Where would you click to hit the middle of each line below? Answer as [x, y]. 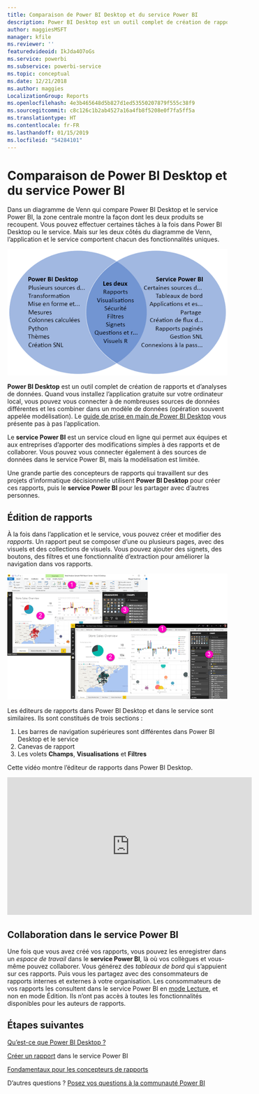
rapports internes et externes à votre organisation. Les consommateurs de [114, 981]
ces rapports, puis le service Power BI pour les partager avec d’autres [108, 488]
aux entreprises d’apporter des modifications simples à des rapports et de [114, 445]
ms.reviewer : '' [31, 44]
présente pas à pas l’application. [54, 424]
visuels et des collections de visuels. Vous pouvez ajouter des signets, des [114, 549]
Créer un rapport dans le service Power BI [68, 1056]
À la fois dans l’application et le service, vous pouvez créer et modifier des [114, 534]
